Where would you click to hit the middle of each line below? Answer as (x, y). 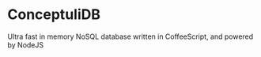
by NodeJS (26, 44)
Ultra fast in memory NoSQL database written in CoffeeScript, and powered (130, 36)
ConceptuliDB (54, 15)
